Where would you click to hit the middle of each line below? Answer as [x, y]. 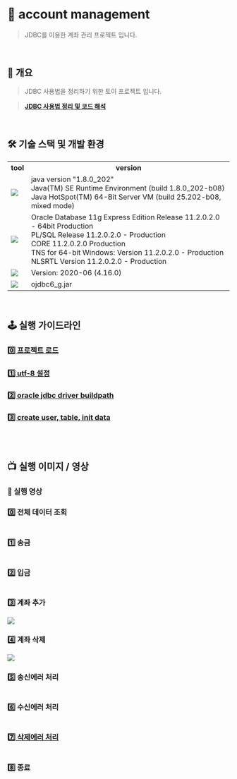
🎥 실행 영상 [25, 492]
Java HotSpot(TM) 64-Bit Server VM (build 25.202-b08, [126, 197]
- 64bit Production [62, 226]
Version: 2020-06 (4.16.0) [76, 272]
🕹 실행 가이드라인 [44, 325]
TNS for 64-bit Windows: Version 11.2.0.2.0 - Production [127, 252]
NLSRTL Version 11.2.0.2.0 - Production [99, 261]
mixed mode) [53, 205]
